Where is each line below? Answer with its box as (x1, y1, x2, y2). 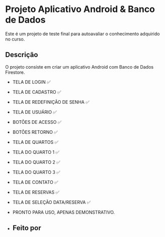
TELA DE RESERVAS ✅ (12, 189, 59, 195)
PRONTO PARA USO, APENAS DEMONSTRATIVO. (12, 209, 115, 215)
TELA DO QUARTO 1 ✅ (12, 149, 59, 155)
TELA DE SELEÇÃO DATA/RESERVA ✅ (12, 199, 91, 205)
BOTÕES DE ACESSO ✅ (12, 119, 62, 125)
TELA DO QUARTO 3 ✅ (12, 169, 60, 175)
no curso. (5, 36, 25, 42)
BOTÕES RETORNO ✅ (12, 129, 58, 135)
